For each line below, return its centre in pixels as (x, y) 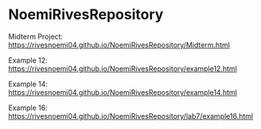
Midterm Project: (36, 36)
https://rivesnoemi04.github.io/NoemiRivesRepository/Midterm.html (119, 44)
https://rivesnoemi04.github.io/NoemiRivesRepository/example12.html (123, 68)
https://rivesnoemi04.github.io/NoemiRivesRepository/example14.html (123, 92)
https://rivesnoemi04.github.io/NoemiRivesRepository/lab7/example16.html (130, 116)
